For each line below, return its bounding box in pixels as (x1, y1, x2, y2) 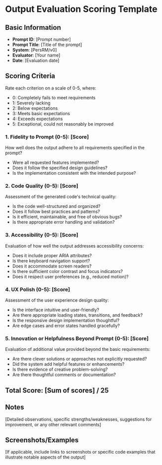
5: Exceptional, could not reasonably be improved (12, 121, 114, 127)
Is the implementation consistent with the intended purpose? (12, 170, 136, 176)
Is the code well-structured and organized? (12, 203, 101, 209)
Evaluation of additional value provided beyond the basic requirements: (5, 346, 151, 352)
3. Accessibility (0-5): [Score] (5, 232, 78, 239)
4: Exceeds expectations (12, 116, 63, 122)
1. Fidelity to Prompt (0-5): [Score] (5, 133, 89, 140)
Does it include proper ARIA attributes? (12, 252, 92, 259)
